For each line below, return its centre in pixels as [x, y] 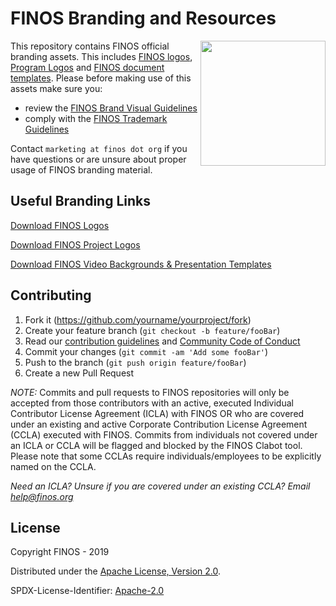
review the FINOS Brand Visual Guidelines [111, 108]
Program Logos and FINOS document [87, 67]
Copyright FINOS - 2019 [60, 552]
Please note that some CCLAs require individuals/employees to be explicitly [166, 456]
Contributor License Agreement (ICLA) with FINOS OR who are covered [157, 413]
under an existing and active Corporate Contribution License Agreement [159, 424]
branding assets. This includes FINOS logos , [101, 56]
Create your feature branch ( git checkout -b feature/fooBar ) [152, 330]
